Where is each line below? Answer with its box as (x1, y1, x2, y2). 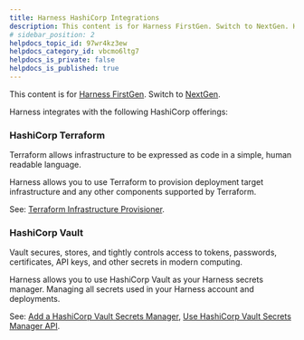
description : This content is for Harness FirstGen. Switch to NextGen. (9, 22, 290, 31)
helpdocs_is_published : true (9, 64, 119, 73)
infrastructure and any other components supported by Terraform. (9, 187, 257, 198)
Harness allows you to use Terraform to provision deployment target (9, 177, 264, 188)
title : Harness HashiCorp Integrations (9, 13, 160, 23)
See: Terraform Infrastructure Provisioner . (9, 204, 166, 215)
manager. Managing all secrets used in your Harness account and (9, 284, 255, 295)
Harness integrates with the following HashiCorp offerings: (9, 106, 229, 117)
